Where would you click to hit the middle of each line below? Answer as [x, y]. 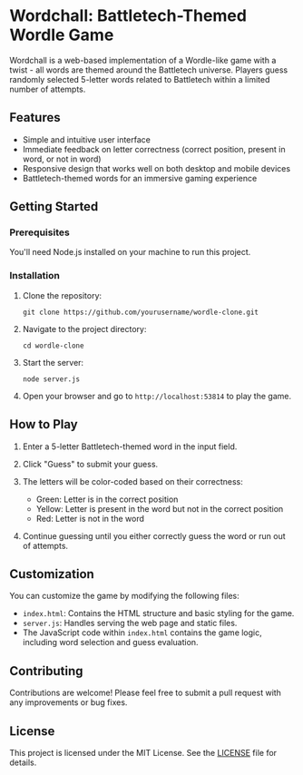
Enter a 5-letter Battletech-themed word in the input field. [130, 446]
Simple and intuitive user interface [87, 139]
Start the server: [53, 362]
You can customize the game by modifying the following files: [124, 596]
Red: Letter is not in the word [90, 518]
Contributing [46, 671]
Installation [35, 276]
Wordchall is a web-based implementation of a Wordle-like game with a [143, 60]
